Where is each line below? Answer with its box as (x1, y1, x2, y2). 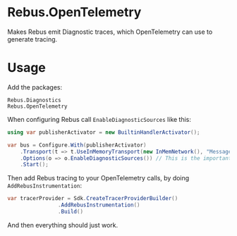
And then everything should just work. (7, 221, 119, 229)
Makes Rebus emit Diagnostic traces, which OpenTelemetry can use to (7, 27, 213, 36)
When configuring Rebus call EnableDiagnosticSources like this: (7, 115, 192, 123)
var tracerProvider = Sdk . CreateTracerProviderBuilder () (7, 195, 178, 202)
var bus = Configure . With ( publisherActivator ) (7, 142, 147, 149)
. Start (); (20, 161, 49, 168)
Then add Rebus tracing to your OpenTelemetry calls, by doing (7, 174, 190, 182)
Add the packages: (7, 82, 62, 92)
